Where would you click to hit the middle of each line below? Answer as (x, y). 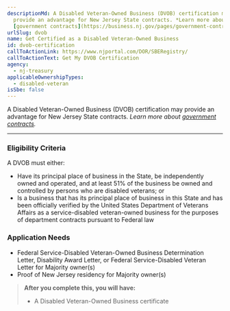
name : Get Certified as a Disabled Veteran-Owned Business (93, 39)
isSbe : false (26, 90)
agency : (18, 64)
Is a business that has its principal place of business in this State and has (120, 198)
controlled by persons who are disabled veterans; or (91, 191)
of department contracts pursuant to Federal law (86, 220)
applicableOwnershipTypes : (46, 77)
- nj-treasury (33, 71)
